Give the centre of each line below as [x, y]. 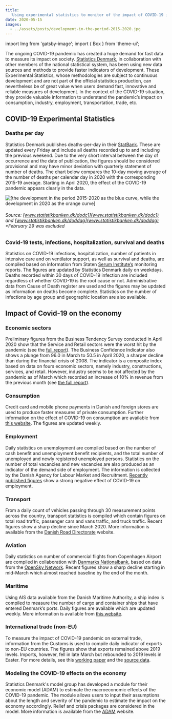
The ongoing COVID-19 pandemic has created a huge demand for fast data [84, 54]
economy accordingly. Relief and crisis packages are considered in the [80, 706]
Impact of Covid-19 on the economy [63, 313]
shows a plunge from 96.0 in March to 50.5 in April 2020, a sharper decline [84, 355]
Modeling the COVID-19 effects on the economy [66, 673]
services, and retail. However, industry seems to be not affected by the [80, 372]
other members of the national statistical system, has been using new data [84, 65]
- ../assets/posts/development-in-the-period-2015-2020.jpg [75, 29]
